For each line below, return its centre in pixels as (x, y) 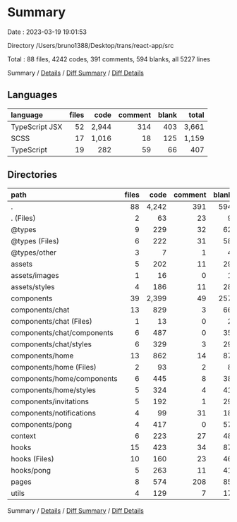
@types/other (34, 253)
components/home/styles (54, 390)
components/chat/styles (51, 344)
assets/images (35, 275)
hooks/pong (31, 470)
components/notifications (54, 413)
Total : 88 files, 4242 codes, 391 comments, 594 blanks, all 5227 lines (109, 59)
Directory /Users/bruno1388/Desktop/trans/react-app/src (91, 45)
